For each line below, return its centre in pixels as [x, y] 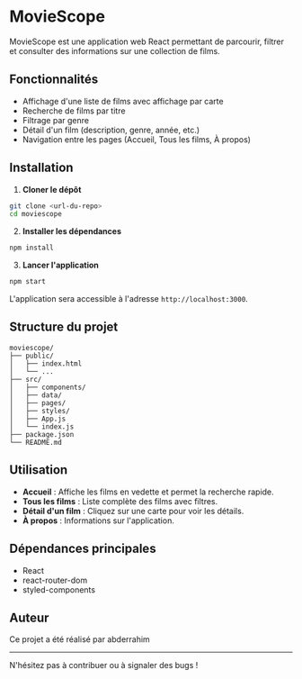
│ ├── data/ [36, 395]
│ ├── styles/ [40, 411]
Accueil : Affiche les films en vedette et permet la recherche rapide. [148, 492]
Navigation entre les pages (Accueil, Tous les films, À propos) [137, 139]
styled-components [59, 589]
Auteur [29, 617]
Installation [41, 168]
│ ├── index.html [46, 363]
